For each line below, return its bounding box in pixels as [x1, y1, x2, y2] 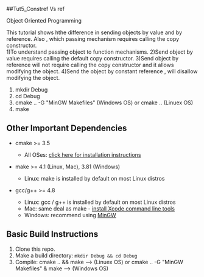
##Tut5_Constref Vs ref [6, 5, 65, 12]
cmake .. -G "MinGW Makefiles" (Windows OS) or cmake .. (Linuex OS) [15, 99, 194, 106]
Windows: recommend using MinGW [24, 211, 117, 218]
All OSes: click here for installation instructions [24, 151, 141, 158]
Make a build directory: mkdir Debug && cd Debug [15, 251, 138, 259]
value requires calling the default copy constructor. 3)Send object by [6, 55, 179, 62]
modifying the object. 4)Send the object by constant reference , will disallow [6, 68, 198, 75]
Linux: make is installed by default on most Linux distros [24, 174, 165, 182]
